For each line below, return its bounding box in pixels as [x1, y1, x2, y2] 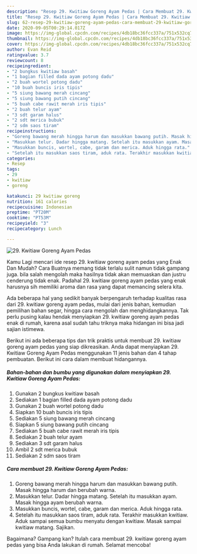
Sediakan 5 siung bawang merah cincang [15, 415, 115, 422]
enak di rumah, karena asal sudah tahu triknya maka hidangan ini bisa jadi [6, 319, 185, 326]
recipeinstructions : [6, 128, 57, 135]
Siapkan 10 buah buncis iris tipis [15, 408, 93, 415]
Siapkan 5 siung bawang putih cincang [15, 421, 109, 428]
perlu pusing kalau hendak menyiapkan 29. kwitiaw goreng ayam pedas [6, 313, 179, 320]
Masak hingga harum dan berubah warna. [15, 486, 116, 493]
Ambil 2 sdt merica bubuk [15, 446, 78, 453]
